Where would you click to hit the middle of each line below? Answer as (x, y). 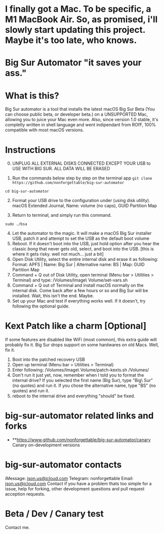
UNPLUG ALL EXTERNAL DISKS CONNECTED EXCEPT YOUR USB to (81, 163)
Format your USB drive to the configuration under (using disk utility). (81, 201)
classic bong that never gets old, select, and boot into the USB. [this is (83, 249)
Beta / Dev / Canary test (54, 514)
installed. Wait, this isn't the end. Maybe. (53, 296)
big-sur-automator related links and (80, 416)
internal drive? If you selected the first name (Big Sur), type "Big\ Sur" (82, 381)
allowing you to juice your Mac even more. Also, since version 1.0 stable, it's (82, 120)
